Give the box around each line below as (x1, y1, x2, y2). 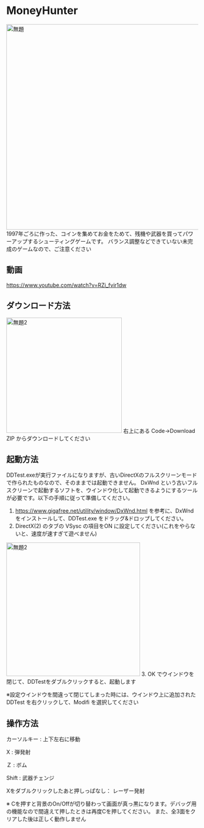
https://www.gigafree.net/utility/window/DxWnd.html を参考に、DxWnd (15, 507, 194, 514)
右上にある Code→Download (122, 427, 195, 434)
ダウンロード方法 (6, 301, 71, 311)
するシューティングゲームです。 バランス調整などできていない (27, 237, 183, 245)
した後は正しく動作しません (16, 815, 86, 823)
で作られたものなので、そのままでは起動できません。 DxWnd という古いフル (6, 479, 198, 486)
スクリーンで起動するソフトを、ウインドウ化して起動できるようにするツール (6, 486, 198, 494)
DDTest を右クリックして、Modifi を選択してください (6, 698, 139, 706)
